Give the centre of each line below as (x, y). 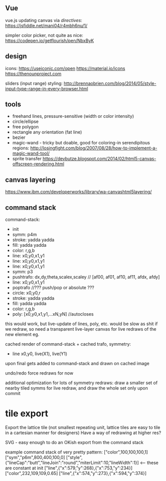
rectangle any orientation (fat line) (47, 132)
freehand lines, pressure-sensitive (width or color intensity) (73, 116)
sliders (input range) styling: (34, 83)
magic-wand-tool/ (31, 153)
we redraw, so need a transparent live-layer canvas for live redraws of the (81, 329)
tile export (27, 414)
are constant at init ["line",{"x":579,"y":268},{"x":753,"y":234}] (69, 468)
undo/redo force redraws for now (39, 373)
